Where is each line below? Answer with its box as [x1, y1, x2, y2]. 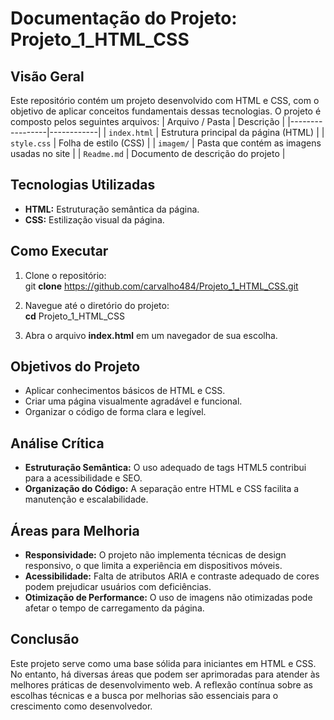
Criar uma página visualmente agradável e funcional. [24, 395, 243, 407]
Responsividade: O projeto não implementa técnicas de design [24, 549, 287, 561]
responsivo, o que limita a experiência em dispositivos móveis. [24, 560, 283, 572]
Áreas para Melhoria [10, 522, 140, 539]
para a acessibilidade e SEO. [24, 472, 143, 484]
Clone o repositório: [24, 269, 107, 281]
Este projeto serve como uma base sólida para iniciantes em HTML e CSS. [10, 657, 317, 669]
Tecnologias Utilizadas [10, 177, 156, 194]
